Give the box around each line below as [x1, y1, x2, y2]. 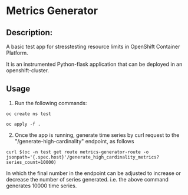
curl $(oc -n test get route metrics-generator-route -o [6, 149, 149, 155]
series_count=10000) [6, 159, 57, 165]
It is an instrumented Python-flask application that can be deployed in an [6, 60, 183, 68]
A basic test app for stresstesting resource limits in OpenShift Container [6, 43, 180, 50]
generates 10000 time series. [6, 182, 77, 189]
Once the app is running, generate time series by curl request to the [14, 131, 180, 139]
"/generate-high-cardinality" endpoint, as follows [14, 137, 134, 144]
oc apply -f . [6, 121, 41, 127]
